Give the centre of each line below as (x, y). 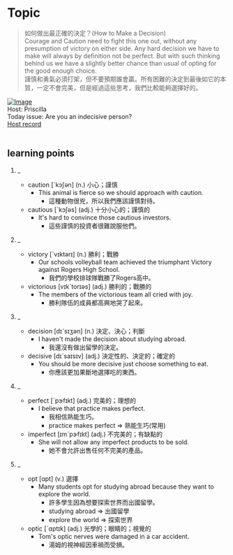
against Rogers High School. (79, 269)
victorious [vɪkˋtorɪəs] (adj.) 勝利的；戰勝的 (90, 286)
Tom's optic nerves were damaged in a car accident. (114, 536)
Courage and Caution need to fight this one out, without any (111, 41)
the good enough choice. (60, 71)
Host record (24, 124)
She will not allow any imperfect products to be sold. (114, 442)
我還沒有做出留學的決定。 (85, 347)
